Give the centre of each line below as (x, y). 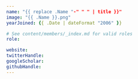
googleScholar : (25, 61)
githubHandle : (24, 66)
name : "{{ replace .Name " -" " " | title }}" (64, 12)
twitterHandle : (25, 56)
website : (17, 50)
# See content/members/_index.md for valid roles (70, 34)
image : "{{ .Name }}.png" (38, 17)
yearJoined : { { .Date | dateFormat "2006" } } (64, 23)
